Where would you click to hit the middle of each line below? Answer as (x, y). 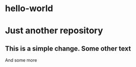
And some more (21, 60)
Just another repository (54, 31)
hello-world (29, 8)
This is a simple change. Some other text (68, 48)
